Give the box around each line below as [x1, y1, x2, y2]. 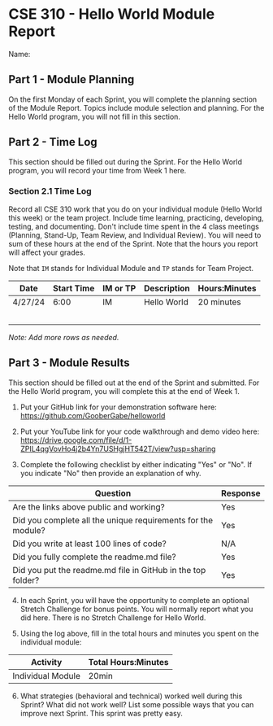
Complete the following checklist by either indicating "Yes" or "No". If [19, 459, 253, 469]
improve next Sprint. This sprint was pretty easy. [19, 708, 183, 718]
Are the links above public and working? [12, 501, 165, 513]
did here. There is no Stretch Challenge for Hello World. [19, 612, 206, 623]
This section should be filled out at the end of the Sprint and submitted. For [8, 378, 260, 387]
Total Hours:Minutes [88, 656, 169, 667]
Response [220, 488, 261, 499]
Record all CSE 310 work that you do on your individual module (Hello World [8, 204, 262, 214]
